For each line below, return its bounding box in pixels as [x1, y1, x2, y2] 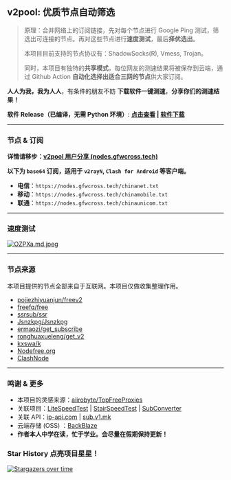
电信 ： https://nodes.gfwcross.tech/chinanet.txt [16, 181, 159, 190]
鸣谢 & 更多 [7, 378, 44, 388]
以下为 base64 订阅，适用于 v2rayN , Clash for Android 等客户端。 [7, 167, 190, 175]
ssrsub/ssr [16, 310, 48, 318]
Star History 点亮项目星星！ [7, 448, 100, 458]
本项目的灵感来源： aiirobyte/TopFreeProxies [16, 396, 143, 404]
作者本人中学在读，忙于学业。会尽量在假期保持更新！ [16, 430, 168, 438]
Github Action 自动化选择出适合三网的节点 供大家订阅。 [32, 72, 187, 80]
